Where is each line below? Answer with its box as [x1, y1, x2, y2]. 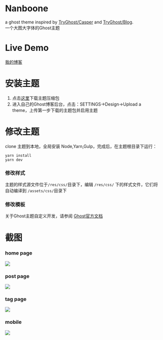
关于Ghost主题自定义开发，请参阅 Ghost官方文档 [5, 213, 103, 219]
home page [5, 250, 33, 256]
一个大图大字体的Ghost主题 [5, 25, 60, 31]
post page [5, 273, 30, 279]
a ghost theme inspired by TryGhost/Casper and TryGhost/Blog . [5, 19, 134, 25]
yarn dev [5, 157, 23, 162]
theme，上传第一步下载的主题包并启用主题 [12, 107, 98, 113]
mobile [5, 319, 22, 325]
